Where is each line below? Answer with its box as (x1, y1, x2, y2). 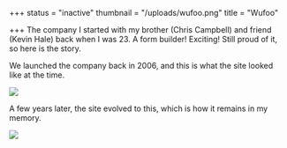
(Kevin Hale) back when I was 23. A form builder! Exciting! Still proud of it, (9, 34, 278, 44)
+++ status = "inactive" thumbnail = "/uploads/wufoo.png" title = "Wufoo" (9, 8, 279, 18)
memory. (9, 113, 42, 122)
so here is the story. (9, 43, 81, 54)
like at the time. (9, 70, 65, 80)
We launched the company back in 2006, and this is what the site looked (9, 61, 274, 70)
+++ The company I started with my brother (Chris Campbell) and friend (9, 25, 272, 34)
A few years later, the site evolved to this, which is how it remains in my (9, 103, 268, 114)
